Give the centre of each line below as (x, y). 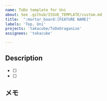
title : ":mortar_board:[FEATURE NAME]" (48, 19)
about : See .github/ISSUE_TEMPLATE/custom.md (54, 15)
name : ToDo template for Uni (36, 10)
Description (24, 58)
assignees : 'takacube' (29, 33)
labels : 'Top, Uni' (26, 24)
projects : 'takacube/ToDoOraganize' (43, 29)
